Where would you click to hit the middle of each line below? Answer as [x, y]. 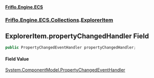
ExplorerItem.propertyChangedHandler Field [77, 36]
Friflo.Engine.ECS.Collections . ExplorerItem [59, 20]
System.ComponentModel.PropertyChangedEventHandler [65, 70]
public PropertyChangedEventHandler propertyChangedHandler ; [71, 47]
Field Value [17, 59]
